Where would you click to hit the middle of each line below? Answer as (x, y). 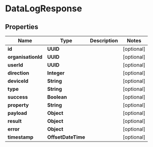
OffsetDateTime (66, 137)
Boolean (57, 97)
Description (104, 41)
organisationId (25, 57)
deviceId (18, 81)
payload (17, 113)
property (18, 105)
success (18, 97)
